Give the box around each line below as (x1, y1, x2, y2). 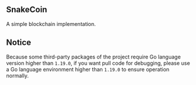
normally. (6, 72, 29, 79)
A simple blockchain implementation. (6, 20, 96, 27)
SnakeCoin (6, 5, 47, 15)
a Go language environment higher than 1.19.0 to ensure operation (6, 66, 170, 73)
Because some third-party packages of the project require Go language (6, 53, 181, 60)
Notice (6, 38, 31, 48)
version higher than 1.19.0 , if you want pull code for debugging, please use (6, 59, 191, 67)
